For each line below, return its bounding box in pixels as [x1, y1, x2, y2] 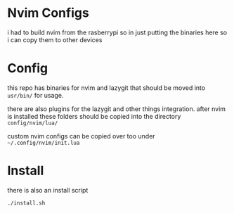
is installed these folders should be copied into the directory [7, 112, 181, 120]
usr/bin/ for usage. [7, 91, 64, 99]
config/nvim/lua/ [7, 120, 58, 127]
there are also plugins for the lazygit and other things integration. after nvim [7, 104, 226, 113]
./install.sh [7, 199, 46, 207]
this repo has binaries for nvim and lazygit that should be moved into [7, 83, 206, 92]
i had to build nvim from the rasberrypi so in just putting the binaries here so [7, 28, 227, 37]
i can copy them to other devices [7, 35, 103, 44]
